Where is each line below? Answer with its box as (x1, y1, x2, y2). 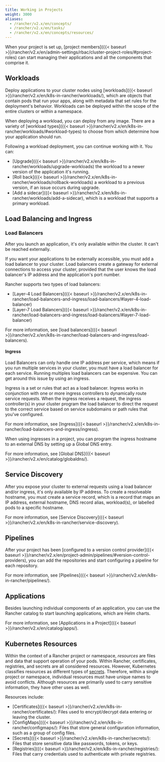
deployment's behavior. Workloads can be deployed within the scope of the (5, 103, 159, 109)
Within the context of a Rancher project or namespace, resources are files (5, 652, 156, 658)
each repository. (5, 563, 39, 569)
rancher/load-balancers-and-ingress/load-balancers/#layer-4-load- (12, 296, 151, 302)
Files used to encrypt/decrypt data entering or (58, 708, 152, 714)
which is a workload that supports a (85, 195, 159, 201)
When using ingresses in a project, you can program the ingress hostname (5, 436, 157, 442)
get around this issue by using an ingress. (5, 375, 90, 381)
